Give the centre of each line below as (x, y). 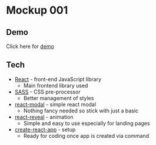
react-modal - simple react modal (55, 104)
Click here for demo (30, 46)
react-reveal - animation (44, 117)
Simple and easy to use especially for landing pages (87, 123)
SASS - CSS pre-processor (47, 92)
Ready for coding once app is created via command (86, 136)
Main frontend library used (56, 85)
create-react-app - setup (45, 129)
